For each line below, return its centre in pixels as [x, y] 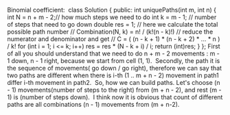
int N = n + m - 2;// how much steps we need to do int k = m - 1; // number [112, 17]
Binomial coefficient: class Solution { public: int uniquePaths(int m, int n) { [112, 10]
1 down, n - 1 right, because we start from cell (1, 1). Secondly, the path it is [114, 61]
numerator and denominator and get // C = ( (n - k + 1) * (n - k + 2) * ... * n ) [114, 39]
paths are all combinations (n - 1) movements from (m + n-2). [93, 104]
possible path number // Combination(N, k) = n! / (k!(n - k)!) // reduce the [110, 31]
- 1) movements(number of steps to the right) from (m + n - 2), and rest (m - [114, 90]
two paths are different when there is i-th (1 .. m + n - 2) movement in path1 [113, 75]
